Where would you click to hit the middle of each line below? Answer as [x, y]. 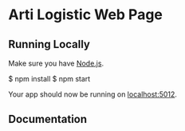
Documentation [48, 119]
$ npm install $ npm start [49, 79]
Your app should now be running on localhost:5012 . [93, 94]
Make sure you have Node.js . [56, 63]
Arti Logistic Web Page [86, 15]
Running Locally [49, 44]
